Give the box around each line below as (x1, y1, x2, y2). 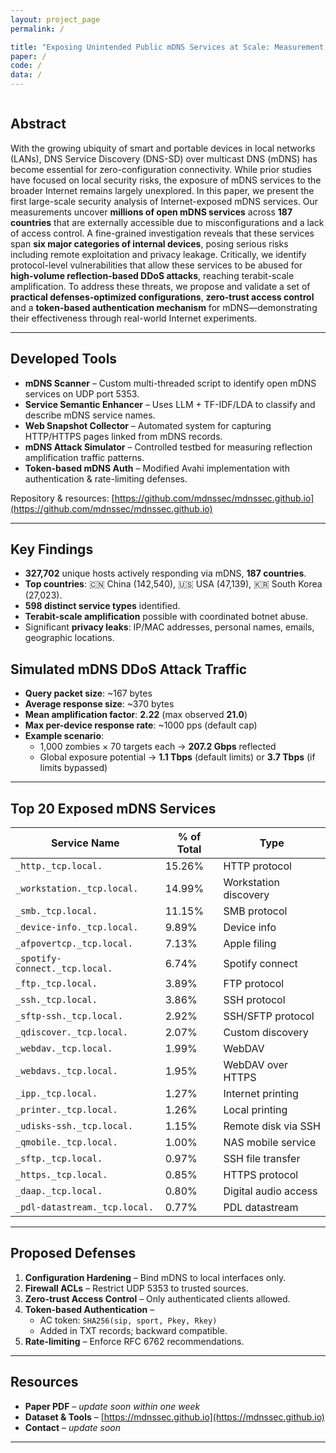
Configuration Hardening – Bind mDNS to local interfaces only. (24, 1271, 287, 1283)
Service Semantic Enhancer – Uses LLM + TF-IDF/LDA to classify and (24, 398, 316, 410)
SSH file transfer (223, 1152, 301, 1166)
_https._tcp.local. (15, 1169, 108, 1181)
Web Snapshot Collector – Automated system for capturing (24, 419, 272, 431)
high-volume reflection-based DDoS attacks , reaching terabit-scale (10, 269, 295, 281)
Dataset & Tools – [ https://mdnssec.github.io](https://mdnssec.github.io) (24, 1411, 325, 1423)
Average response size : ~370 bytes (24, 698, 175, 710)
